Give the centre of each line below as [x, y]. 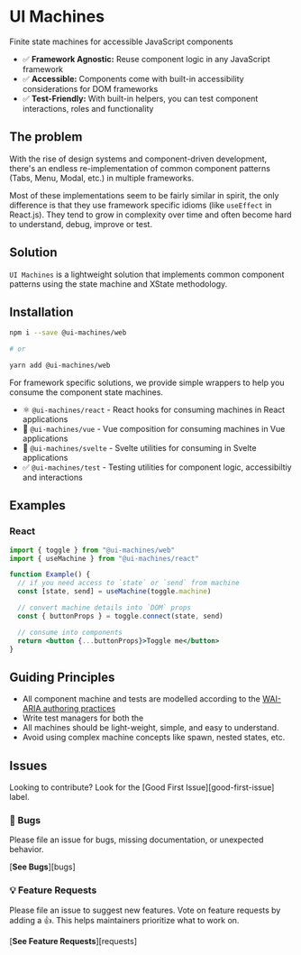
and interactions [52, 477]
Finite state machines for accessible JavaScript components [121, 41]
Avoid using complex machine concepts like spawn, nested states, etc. [154, 738]
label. [19, 797]
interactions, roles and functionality [88, 108]
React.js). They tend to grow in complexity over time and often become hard [150, 215]
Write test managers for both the [83, 718]
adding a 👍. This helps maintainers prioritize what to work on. [124, 920]
